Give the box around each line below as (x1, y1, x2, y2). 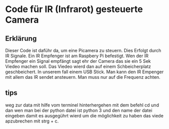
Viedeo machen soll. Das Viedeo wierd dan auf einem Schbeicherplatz (5, 64, 151, 69)
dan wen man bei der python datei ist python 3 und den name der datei (5, 107, 152, 113)
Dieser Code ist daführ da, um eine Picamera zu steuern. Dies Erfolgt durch (5, 48, 161, 53)
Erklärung (5, 34, 37, 43)
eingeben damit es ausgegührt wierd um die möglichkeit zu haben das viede (5, 112, 163, 118)
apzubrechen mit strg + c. (5, 118, 59, 124)
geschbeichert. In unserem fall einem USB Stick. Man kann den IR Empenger (5, 69, 164, 75)
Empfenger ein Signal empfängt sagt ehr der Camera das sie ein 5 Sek (5, 58, 151, 64)
